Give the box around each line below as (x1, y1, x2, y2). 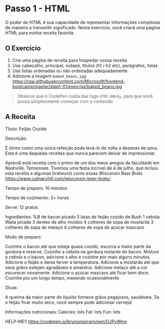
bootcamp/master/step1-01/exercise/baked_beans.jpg (12, 83, 123, 89)
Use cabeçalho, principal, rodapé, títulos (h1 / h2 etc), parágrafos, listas (12, 62, 158, 68)
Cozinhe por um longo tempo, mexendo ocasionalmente (5, 275, 120, 281)
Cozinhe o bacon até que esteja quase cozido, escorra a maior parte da (5, 243, 151, 249)
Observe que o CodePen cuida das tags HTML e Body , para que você (17, 93, 153, 99)
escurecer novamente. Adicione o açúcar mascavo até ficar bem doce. (5, 270, 150, 276)
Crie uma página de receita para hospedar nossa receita (12, 57, 127, 63)
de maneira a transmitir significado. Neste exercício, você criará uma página (5, 24, 161, 30)
